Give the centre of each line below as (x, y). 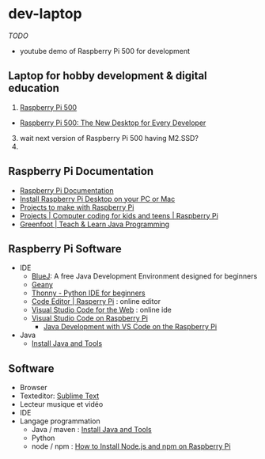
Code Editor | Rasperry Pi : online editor (96, 302)
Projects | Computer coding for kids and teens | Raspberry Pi (119, 215)
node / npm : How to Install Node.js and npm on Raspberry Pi (131, 446)
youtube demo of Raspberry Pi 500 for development (105, 51)
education (34, 88)
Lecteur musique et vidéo (61, 404)
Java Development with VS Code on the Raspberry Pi (130, 327)
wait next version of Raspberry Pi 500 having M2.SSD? (109, 138)
